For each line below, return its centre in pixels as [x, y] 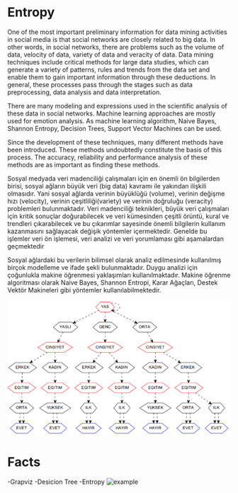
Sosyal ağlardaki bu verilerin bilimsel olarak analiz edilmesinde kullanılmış [114, 260]
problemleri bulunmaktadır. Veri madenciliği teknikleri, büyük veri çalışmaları [118, 208]
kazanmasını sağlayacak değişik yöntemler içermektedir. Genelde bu [107, 231]
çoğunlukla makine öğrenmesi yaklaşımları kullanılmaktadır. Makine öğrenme [119, 275]
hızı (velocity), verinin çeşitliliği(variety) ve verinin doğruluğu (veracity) [110, 201]
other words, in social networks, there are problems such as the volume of [116, 47]
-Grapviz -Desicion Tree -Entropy [56, 482]
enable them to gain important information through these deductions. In [112, 77]
